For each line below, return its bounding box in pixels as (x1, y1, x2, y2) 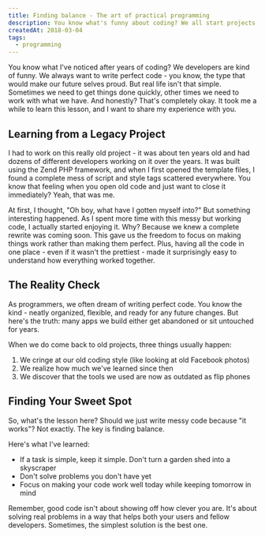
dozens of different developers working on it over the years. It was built (8, 156, 241, 166)
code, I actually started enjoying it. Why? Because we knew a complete (8, 222, 240, 231)
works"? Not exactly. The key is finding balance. (8, 423, 165, 434)
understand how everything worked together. (8, 255, 155, 265)
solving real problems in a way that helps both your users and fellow (8, 512, 230, 521)
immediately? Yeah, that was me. (8, 190, 116, 200)
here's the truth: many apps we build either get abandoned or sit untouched (8, 316, 254, 326)
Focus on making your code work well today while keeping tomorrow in (19, 479, 252, 489)
